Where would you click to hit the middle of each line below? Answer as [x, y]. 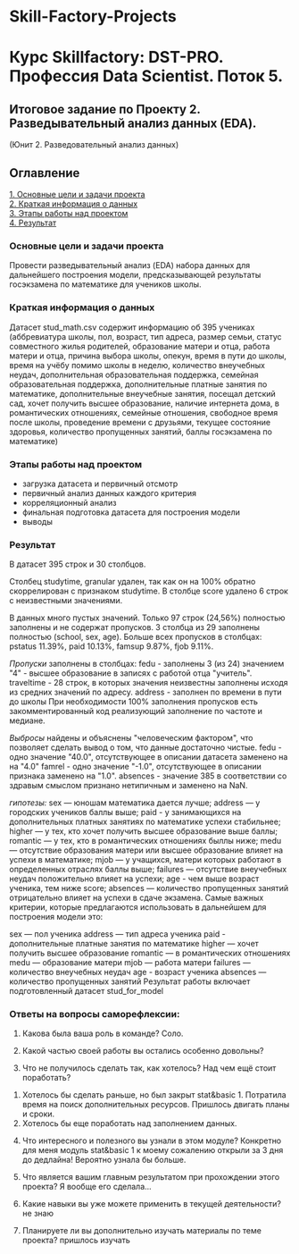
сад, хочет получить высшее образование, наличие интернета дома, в [144, 403]
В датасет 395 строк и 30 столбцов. [78, 564]
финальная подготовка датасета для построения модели [131, 512]
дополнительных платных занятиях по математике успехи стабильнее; [145, 822]
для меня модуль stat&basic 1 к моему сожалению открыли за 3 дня [153, 1150]
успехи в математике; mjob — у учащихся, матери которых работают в [145, 860]
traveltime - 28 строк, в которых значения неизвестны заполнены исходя [149, 683]
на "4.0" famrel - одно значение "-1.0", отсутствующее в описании [135, 767]
